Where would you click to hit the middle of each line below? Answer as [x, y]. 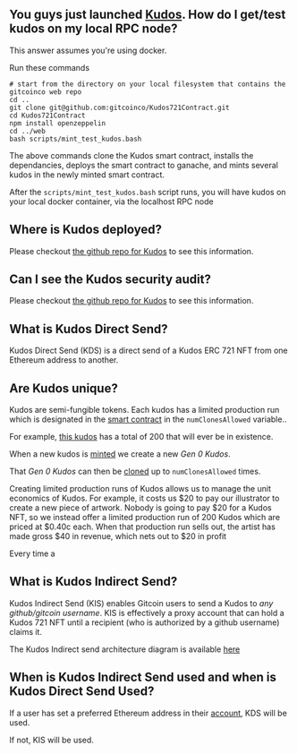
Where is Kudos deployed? [86, 230]
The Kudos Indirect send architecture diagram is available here [125, 649]
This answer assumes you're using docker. [88, 50]
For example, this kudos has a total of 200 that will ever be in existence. [141, 437]
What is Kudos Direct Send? [89, 329]
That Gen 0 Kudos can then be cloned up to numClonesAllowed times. [135, 471]
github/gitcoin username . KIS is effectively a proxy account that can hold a [147, 613]
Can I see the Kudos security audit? [110, 280]
